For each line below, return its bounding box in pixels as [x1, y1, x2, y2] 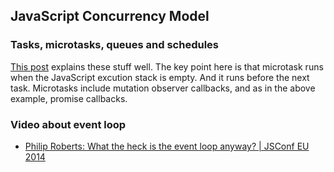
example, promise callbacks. [10, 92, 128, 104]
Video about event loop [10, 117, 127, 131]
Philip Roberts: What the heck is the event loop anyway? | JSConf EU [24, 140, 310, 152]
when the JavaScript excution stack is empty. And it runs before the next [10, 71, 310, 83]
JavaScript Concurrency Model [10, 8, 210, 25]
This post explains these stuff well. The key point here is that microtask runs [10, 60, 324, 73]
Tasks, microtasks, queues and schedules [10, 38, 220, 52]
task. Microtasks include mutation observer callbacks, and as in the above [10, 82, 316, 94]
